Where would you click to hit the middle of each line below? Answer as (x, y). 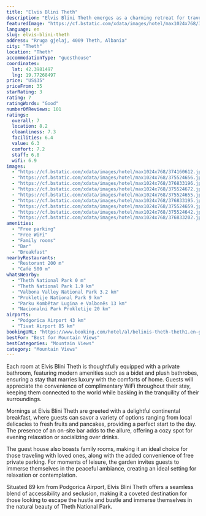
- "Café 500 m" (31, 269)
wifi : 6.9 (24, 160)
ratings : (17, 115)
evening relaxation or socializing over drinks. (63, 437)
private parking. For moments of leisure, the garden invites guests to (93, 462)
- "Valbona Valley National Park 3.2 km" (66, 292)
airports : (19, 315)
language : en (23, 29)
